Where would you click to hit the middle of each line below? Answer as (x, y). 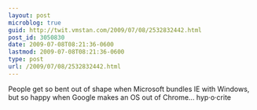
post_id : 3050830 (37, 37)
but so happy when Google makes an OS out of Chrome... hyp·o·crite (120, 97)
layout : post (29, 15)
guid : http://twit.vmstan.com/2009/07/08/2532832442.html (105, 30)
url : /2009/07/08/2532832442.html (65, 67)
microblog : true (35, 23)
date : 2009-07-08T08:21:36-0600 (61, 45)
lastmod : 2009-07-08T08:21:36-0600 (66, 52)
